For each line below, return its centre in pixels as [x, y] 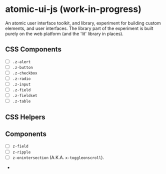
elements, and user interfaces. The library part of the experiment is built [79, 28]
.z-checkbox [25, 73]
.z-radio [21, 78]
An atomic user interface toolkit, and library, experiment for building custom [83, 23]
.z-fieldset [25, 96]
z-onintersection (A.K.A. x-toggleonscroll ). [58, 157]
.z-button [23, 67]
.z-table [21, 101]
